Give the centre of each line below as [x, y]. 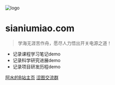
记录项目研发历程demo [37, 67]
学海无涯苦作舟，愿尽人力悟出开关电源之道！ [65, 43]
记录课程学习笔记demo [37, 54]
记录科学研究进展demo [37, 60]
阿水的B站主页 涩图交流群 [32, 77]
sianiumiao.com [40, 29]
